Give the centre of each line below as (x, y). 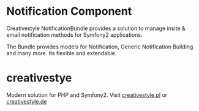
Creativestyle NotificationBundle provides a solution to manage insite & (96, 28)
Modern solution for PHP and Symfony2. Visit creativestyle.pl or (87, 95)
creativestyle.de (27, 101)
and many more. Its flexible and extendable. (62, 53)
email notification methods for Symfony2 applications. (74, 34)
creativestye (39, 78)
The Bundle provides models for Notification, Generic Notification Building (100, 47)
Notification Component (69, 11)
